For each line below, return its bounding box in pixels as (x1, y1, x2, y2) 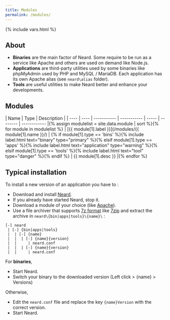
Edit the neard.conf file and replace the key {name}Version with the (12, 299, 152, 305)
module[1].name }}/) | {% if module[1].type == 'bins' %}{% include (5, 131, 144, 138)
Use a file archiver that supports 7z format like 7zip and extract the (12, 207, 153, 214)
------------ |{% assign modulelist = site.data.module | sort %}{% (21, 121, 159, 127)
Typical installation (5, 168, 67, 176)
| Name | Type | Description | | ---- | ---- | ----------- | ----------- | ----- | (5, 115, 160, 121)
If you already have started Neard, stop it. (12, 197, 100, 203)
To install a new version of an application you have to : (5, 181, 119, 188)
